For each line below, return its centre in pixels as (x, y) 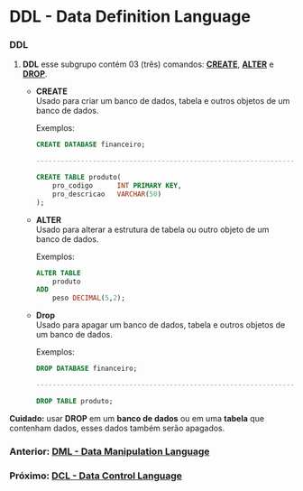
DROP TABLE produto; (74, 401)
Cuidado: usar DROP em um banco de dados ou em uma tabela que (137, 418)
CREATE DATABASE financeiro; (91, 145)
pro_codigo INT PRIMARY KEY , (117, 186)
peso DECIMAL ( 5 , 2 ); (89, 298)
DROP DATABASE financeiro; (87, 369)
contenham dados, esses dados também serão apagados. (117, 428)
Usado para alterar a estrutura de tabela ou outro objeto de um (152, 229)
